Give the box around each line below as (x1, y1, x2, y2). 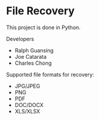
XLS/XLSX (14, 108, 40, 115)
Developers (6, 35, 34, 42)
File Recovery (6, 4, 75, 18)
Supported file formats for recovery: (6, 71, 94, 78)
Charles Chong (14, 59, 52, 67)
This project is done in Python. (6, 24, 81, 31)
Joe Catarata (14, 53, 47, 60)
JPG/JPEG (14, 82, 40, 90)
